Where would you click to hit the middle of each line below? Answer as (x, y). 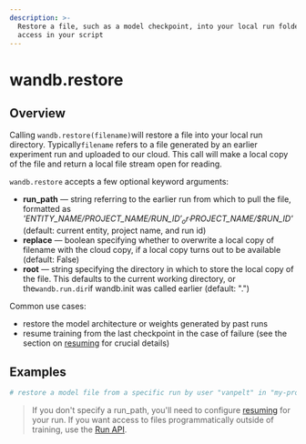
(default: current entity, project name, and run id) (114, 231)
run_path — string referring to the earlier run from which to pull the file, (157, 199)
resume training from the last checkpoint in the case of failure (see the (155, 334)
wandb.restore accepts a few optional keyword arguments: (119, 182)
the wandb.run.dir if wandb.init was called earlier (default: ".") (136, 288)
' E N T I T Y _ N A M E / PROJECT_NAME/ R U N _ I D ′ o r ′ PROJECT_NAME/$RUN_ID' (158, 220)
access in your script (61, 35)
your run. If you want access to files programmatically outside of (153, 419)
